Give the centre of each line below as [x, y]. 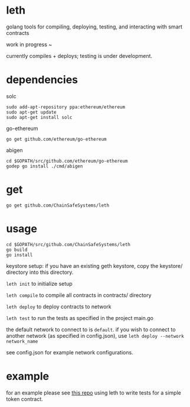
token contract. [24, 399]
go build [17, 250]
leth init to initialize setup [39, 283]
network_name [22, 341]
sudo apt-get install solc [39, 117]
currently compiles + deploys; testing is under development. [79, 56]
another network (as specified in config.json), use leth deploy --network [95, 335]
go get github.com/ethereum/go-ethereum [57, 139]
